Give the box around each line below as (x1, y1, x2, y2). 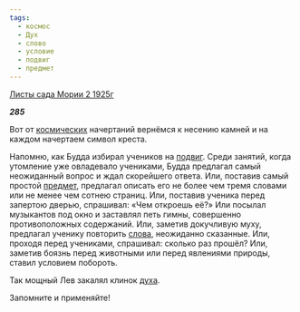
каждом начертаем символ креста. (9, 133, 148, 144)
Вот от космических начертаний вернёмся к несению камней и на (9, 123, 269, 134)
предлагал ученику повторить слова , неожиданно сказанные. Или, (9, 228, 270, 239)
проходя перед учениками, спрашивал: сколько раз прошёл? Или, (9, 238, 268, 249)
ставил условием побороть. (9, 257, 118, 268)
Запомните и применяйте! (9, 292, 111, 303)
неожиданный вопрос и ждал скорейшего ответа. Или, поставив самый (9, 170, 289, 181)
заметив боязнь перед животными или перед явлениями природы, (9, 247, 271, 258)
